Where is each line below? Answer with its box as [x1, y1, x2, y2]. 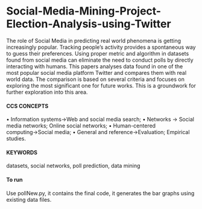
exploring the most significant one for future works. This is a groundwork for [6, 82, 196, 89]
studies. [6, 135, 26, 143]
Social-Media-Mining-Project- [6, 4, 162, 18]
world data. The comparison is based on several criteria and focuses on [6, 76, 185, 83]
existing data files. [6, 196, 52, 203]
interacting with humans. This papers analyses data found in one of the [6, 62, 183, 70]
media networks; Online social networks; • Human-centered [6, 122, 156, 129]
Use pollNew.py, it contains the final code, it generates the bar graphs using [6, 189, 195, 197]
